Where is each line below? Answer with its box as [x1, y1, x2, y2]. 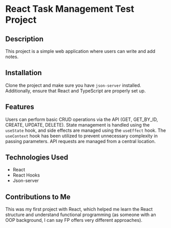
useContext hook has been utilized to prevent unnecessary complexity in [5, 132, 158, 139]
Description [5, 34, 44, 43]
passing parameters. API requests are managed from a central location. [5, 138, 156, 144]
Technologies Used [5, 153, 68, 162]
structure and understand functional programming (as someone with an [5, 212, 156, 218]
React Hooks [12, 172, 40, 178]
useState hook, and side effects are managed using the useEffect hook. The [5, 127, 166, 133]
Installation [5, 68, 42, 77]
